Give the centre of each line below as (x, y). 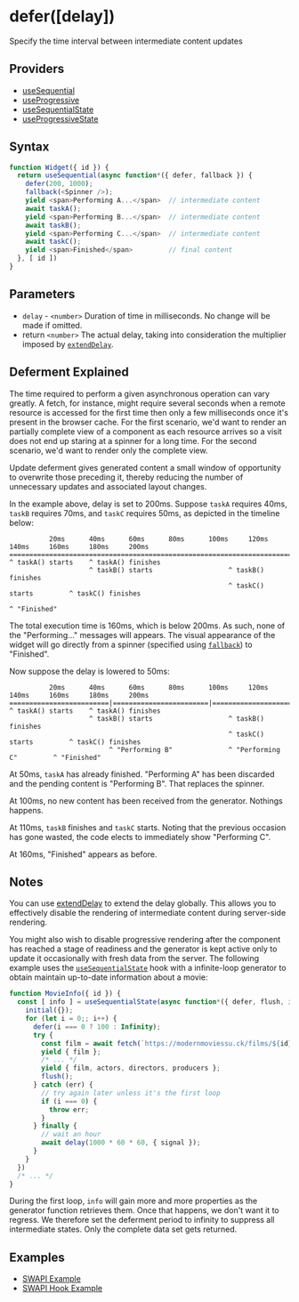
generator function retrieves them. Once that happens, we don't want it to (144, 1210)
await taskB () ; (53, 225)
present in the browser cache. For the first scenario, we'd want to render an (148, 422)
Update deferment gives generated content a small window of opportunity (145, 467)
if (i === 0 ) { (69, 1101)
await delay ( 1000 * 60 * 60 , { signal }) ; (121, 1143)
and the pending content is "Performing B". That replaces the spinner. (137, 783)
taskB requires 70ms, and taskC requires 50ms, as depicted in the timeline (145, 513)
